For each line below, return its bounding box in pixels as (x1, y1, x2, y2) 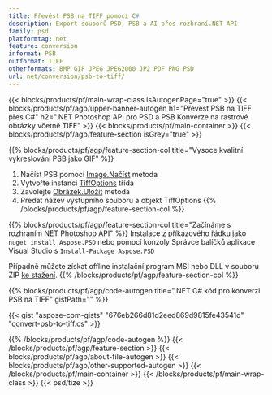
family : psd (8, 27, 49, 35)
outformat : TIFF (8, 58, 63, 66)
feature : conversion (8, 42, 79, 50)
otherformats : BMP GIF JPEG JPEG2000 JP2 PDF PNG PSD (8, 65, 195, 73)
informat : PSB (8, 50, 57, 58)
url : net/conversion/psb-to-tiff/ (8, 72, 126, 80)
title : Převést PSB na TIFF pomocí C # (8, 11, 140, 20)
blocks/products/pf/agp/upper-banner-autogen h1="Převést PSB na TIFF (8, 103, 252, 113)
